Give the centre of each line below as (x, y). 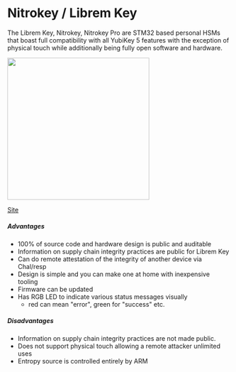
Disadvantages (31, 320)
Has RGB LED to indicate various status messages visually (102, 297)
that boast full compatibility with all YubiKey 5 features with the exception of (118, 40)
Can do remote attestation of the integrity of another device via (109, 259)
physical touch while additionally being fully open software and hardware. (115, 48)
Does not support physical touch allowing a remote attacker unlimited (119, 346)
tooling (28, 281)
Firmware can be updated (55, 289)
